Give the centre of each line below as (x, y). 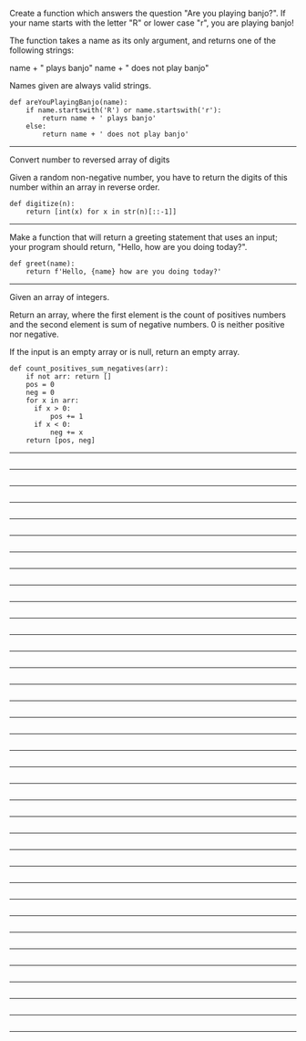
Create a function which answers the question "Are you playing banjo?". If (148, 13)
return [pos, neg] (61, 441)
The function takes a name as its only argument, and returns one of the (143, 41)
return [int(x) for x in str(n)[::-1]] (102, 212)
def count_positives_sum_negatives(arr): (89, 369)
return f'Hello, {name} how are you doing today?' (124, 272)
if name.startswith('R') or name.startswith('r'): (124, 110)
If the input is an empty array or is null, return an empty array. (125, 352)
